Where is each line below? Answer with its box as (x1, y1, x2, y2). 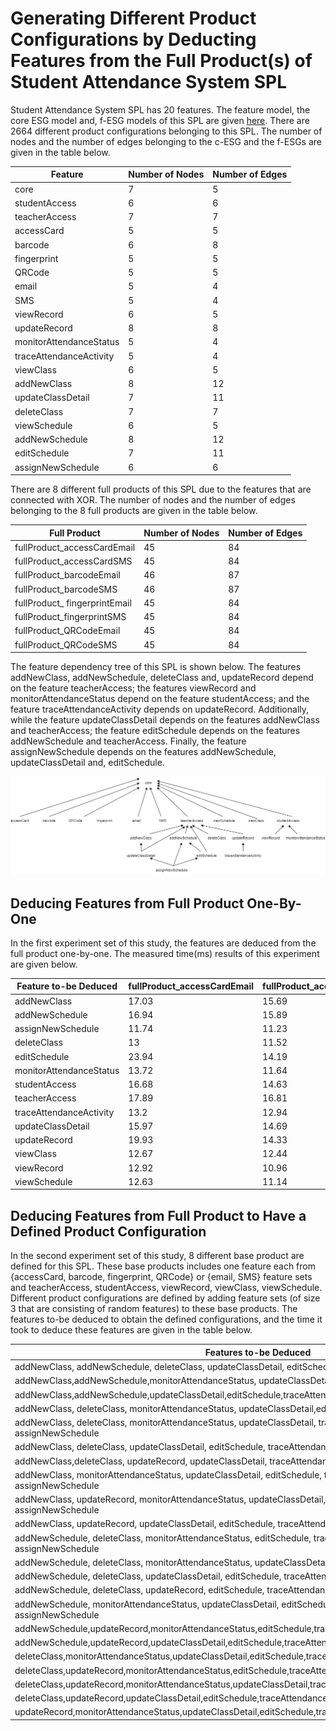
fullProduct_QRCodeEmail (14, 625, 121, 637)
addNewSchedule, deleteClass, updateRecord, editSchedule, (14, 1584, 265, 1596)
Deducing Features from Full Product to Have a (10, 1207, 307, 1224)
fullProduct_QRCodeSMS (14, 638, 118, 651)
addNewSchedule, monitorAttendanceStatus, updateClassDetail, (14, 1598, 280, 1610)
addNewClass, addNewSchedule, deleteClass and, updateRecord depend (10, 672, 314, 684)
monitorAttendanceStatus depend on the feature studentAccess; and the (10, 693, 310, 705)
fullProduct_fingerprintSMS (14, 611, 127, 623)
